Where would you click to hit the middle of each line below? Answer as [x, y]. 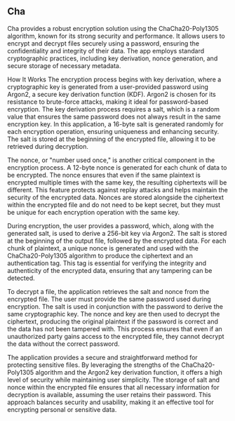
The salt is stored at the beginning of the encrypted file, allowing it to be [112, 139]
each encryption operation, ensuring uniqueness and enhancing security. [113, 131]
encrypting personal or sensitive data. [62, 409]
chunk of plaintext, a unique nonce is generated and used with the [103, 248]
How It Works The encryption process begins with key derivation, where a [114, 79]
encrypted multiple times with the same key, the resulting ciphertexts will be [117, 182]
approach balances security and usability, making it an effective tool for [110, 402]
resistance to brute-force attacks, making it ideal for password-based [108, 102]
